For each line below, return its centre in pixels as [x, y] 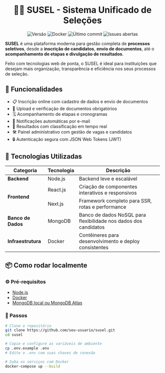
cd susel [14, 335]
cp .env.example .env [27, 348]
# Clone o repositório [28, 326]
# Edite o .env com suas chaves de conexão [50, 353]
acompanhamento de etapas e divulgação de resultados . [64, 54]
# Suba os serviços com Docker [37, 362]
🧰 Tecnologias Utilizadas [43, 157]
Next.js [55, 204]
